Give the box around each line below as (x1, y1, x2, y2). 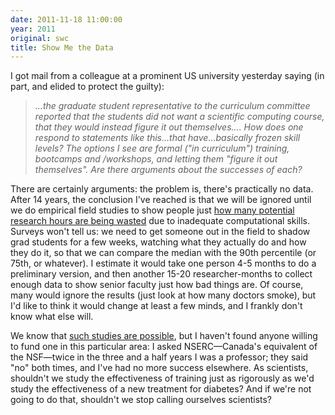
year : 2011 (10, 24, 56, 34)
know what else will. (10, 311, 94, 323)
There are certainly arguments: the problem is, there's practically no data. (10, 183, 314, 195)
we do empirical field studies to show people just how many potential (10, 204, 295, 216)
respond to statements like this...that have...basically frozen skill (34, 132, 301, 144)
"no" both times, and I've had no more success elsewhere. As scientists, (10, 362, 309, 374)
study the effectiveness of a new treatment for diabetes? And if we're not (10, 383, 312, 395)
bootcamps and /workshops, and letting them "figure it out (34, 153, 278, 165)
